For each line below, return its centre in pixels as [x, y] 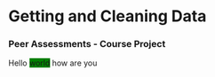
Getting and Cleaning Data [107, 16]
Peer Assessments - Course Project [87, 44]
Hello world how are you [53, 63]
